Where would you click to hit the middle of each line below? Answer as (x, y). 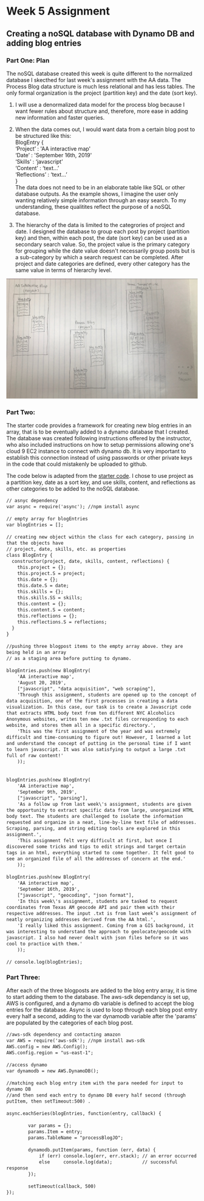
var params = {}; (50, 1126)
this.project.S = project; (51, 574)
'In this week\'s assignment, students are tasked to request (97, 902)
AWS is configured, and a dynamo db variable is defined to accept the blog (100, 1004)
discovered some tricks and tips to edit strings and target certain (96, 847)
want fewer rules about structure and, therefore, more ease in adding (101, 111)
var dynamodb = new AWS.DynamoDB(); (53, 1071)
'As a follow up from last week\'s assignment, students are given (104, 805)
